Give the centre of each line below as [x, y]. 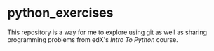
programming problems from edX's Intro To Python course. [93, 39]
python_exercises [60, 13]
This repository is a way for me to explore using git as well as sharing [107, 32]
